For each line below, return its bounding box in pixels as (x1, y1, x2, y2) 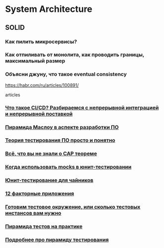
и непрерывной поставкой (5, 110, 73, 117)
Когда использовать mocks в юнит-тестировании (5, 164, 132, 171)
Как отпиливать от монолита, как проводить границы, (5, 51, 145, 58)
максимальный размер (5, 58, 65, 64)
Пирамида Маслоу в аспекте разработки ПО (5, 124, 119, 130)
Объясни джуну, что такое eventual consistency (5, 71, 127, 78)
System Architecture (5, 3, 93, 15)
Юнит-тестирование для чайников (5, 177, 94, 184)
